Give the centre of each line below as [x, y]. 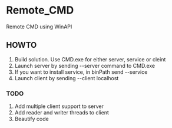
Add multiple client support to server [59, 106]
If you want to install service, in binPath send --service [81, 72]
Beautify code [32, 119]
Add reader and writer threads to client [62, 113]
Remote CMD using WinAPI [39, 27]
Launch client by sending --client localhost [67, 78]
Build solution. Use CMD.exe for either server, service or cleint [90, 59]
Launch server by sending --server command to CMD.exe [85, 65]
